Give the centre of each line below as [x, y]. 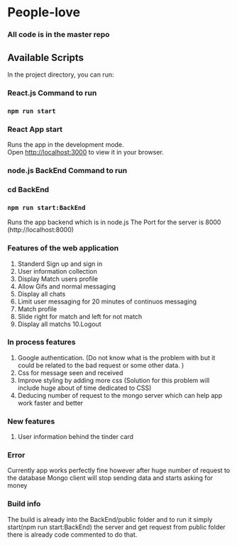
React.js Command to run [52, 93]
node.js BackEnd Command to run [67, 170]
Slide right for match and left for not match [80, 316]
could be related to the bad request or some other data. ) [101, 365]
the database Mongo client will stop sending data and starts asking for [110, 478]
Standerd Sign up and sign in [60, 264]
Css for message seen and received [70, 372]
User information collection [57, 271]
